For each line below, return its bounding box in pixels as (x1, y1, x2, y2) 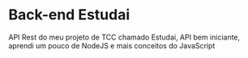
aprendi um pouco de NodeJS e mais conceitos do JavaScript (8, 40, 216, 50)
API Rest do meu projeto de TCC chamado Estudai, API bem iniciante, (8, 32, 241, 42)
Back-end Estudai (8, 6, 130, 24)
